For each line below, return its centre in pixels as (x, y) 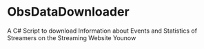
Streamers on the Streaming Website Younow (72, 37)
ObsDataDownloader (68, 12)
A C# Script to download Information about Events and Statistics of (102, 31)
